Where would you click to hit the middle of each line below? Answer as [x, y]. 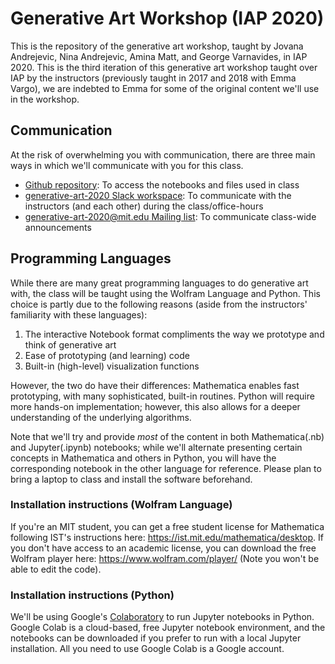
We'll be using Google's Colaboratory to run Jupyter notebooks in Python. [162, 617]
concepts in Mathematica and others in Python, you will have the [143, 458]
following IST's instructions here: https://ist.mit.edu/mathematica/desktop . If [167, 537]
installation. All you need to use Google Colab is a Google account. [147, 649]
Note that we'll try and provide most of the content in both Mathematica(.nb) [167, 436]
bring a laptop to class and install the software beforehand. [131, 479]
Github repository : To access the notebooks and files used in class [162, 184]
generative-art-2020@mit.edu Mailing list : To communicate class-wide [170, 216]
